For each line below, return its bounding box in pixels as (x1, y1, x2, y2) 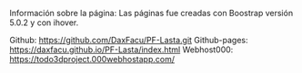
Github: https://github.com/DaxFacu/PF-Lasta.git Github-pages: (9, 35, 248, 45)
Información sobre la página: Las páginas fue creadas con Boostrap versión (9, 8, 294, 18)
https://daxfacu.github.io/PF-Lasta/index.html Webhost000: (9, 44, 234, 55)
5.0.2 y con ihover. (9, 17, 79, 28)
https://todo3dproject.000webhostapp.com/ (9, 54, 176, 64)
